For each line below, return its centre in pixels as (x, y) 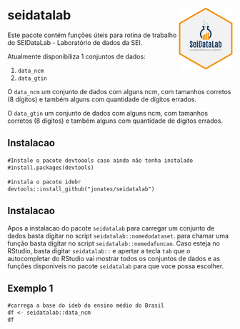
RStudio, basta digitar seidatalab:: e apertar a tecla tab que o (99, 250)
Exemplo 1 (30, 288)
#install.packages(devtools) (51, 168)
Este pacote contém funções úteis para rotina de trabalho (92, 35)
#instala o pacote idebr (44, 182)
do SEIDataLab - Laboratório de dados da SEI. (75, 42)
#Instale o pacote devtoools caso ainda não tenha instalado (100, 161)
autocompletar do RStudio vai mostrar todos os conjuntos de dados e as (114, 258)
